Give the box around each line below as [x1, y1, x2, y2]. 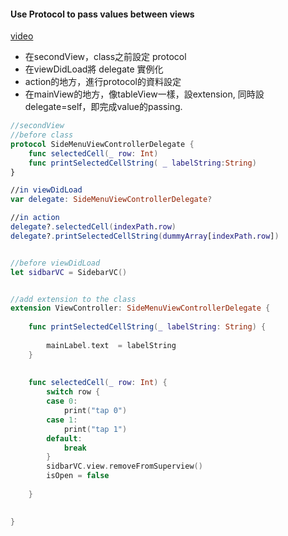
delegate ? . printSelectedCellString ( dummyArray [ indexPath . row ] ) [10, 231, 280, 241]
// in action [10, 213, 60, 223]
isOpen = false [46, 471, 110, 481]
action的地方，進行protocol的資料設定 [24, 76, 182, 88]
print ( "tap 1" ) [63, 424, 128, 434]
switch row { [46, 387, 101, 397]
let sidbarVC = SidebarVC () [10, 267, 128, 277]
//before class [10, 130, 74, 140]
